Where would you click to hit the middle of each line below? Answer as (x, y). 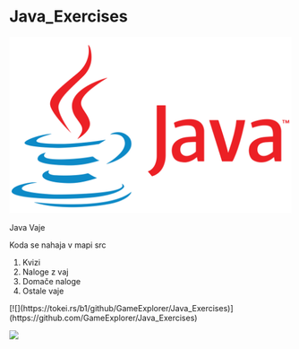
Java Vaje (27, 227)
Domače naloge (51, 281)
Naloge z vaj (45, 272)
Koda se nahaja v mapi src (58, 245)
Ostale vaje (43, 291)
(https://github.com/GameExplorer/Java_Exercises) (103, 318)
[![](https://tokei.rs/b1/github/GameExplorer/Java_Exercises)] (122, 308)
